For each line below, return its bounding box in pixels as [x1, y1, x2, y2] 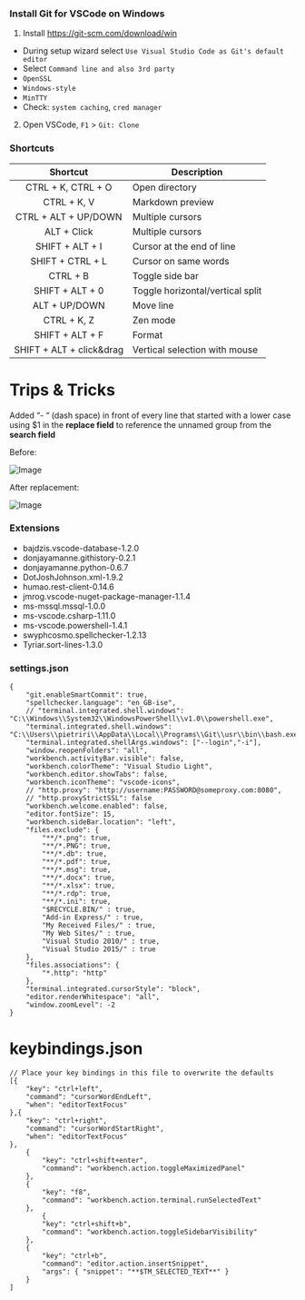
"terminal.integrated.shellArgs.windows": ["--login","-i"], [25, 739, 261, 748]
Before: [9, 446, 37, 457]
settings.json [9, 661, 70, 674]
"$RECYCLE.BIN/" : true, [42, 905, 136, 915]
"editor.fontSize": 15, [25, 809, 116, 819]
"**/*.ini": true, [42, 898, 112, 907]
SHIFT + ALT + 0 [33, 284, 104, 297]
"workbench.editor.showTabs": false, [25, 770, 169, 779]
